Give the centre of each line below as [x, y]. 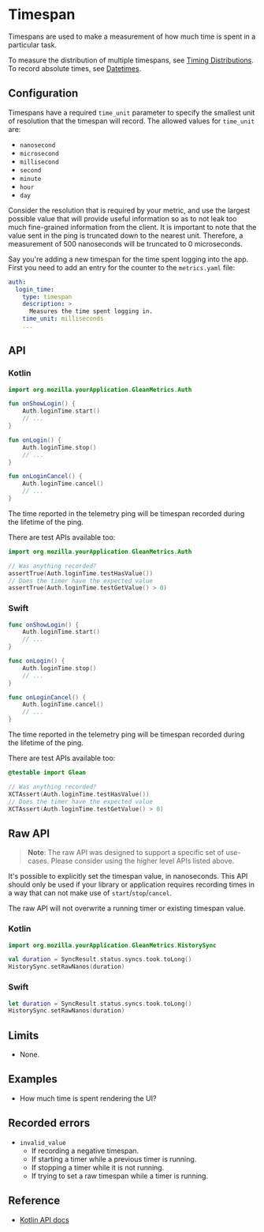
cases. [38, 861]
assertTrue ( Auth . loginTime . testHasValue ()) [81, 573]
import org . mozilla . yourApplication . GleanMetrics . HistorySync [112, 945]
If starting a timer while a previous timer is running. [114, 1159]
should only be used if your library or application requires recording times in [131, 885]
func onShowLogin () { [44, 625]
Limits [24, 1036]
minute [30, 179]
